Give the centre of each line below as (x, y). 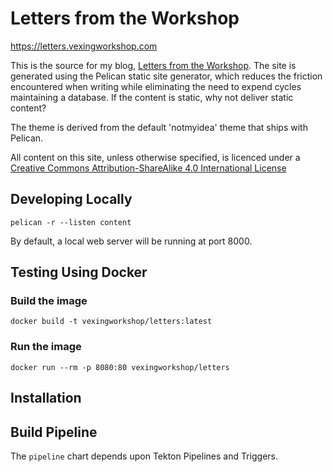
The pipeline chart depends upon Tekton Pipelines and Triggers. (144, 456)
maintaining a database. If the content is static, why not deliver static (152, 97)
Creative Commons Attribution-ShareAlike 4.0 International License (148, 168)
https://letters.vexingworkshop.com (84, 46)
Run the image (46, 347)
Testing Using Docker (79, 272)
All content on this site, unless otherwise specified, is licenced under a (155, 157)
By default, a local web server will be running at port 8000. (131, 241)
